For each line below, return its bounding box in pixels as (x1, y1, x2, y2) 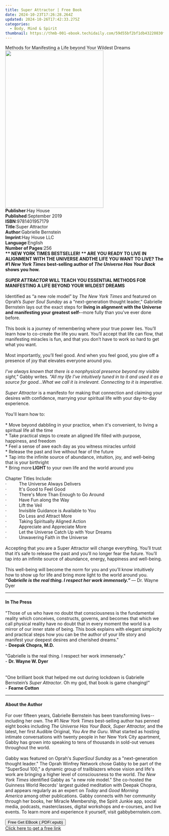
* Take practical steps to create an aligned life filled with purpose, (5, 433, 142, 439)
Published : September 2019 (5, 213, 62, 219)
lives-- (140, 712, 155, 719)
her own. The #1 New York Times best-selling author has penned (25, 718, 160, 724)
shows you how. (5, 267, 40, 272)
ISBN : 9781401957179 (5, 218, 49, 224)
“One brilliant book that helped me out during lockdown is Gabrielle (5, 674, 144, 681)
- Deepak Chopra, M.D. (5, 642, 54, 648)
